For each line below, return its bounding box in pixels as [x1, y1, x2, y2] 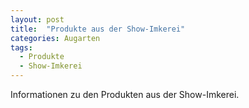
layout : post [10, 14, 65, 25]
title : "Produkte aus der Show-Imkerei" [10, 24, 186, 34]
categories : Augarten [10, 33, 101, 43]
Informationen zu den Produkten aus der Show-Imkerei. [10, 89, 240, 100]
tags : [10, 42, 33, 53]
